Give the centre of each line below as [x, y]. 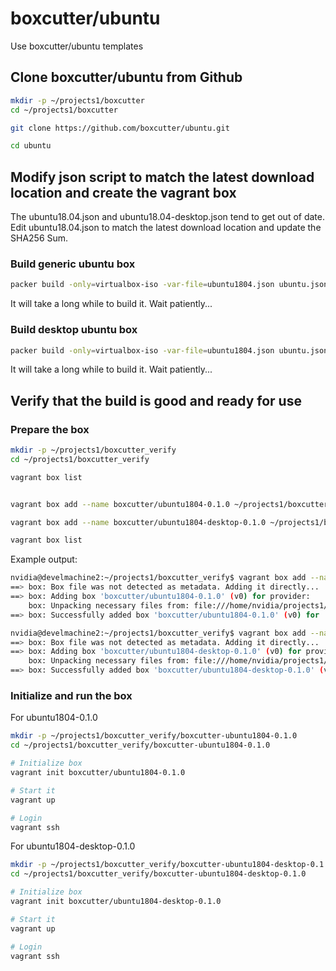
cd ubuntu [31, 146]
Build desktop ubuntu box [74, 330]
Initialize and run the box [71, 696]
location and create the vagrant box [123, 192]
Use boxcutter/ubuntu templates [77, 46]
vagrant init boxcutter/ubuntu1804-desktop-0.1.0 [116, 902]
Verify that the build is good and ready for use [156, 400]
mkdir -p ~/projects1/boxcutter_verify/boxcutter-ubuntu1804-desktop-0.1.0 [171, 865]
